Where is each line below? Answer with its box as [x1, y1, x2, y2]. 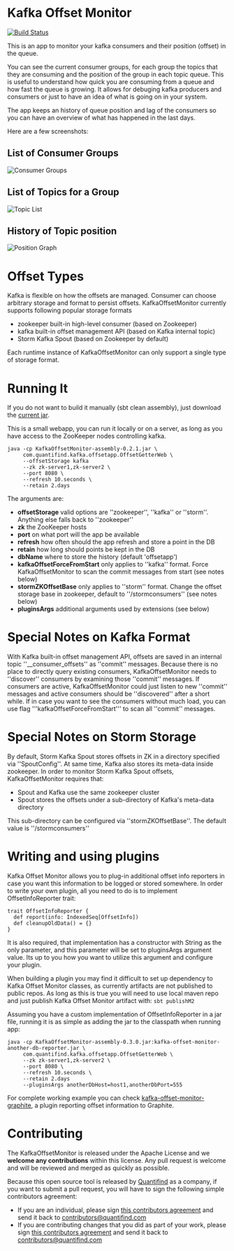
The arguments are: [7, 495, 64, 503]
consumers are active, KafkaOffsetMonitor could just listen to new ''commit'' [7, 682, 228, 691]
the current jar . [7, 411, 50, 420]
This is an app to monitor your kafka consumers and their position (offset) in [7, 41, 226, 50]
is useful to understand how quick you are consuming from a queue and [7, 77, 214, 85]
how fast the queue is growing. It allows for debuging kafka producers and [7, 85, 222, 93]
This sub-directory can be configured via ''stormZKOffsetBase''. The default [7, 817, 227, 825]
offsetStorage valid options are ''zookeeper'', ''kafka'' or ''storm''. [17, 508, 209, 516]
